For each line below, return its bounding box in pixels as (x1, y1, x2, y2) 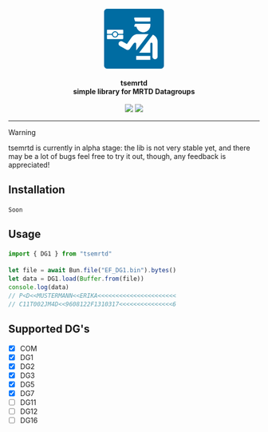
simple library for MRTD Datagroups (73, 87, 195, 96)
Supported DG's (8, 323, 90, 336)
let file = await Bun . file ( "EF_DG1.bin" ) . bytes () (8, 267, 177, 275)
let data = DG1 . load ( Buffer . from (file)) (8, 275, 145, 283)
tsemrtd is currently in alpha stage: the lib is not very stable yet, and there (8, 143, 250, 153)
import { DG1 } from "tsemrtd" (8, 249, 112, 258)
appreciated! (8, 161, 50, 169)
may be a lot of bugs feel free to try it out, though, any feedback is (8, 152, 227, 161)
